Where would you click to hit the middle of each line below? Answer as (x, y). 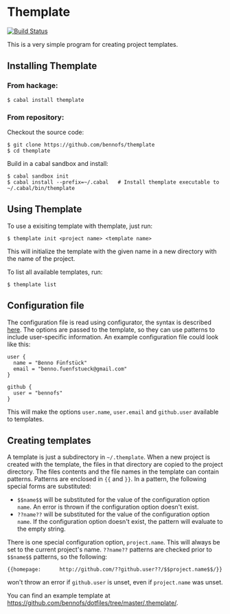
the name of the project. (41, 258)
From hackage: (33, 85)
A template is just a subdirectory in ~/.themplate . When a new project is (109, 457)
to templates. (26, 419)
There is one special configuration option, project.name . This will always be (114, 542)
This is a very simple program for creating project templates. (93, 44)
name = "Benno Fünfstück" (50, 363)
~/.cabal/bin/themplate (41, 188)
